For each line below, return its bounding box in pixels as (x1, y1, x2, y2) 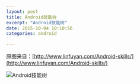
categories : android (6, 31, 58, 37)
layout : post (6, 8, 39, 15)
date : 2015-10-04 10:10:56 (6, 25, 73, 31)
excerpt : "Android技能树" (6, 20, 68, 25)
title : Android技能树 (6, 14, 57, 20)
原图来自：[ (6, 53, 34, 60)
